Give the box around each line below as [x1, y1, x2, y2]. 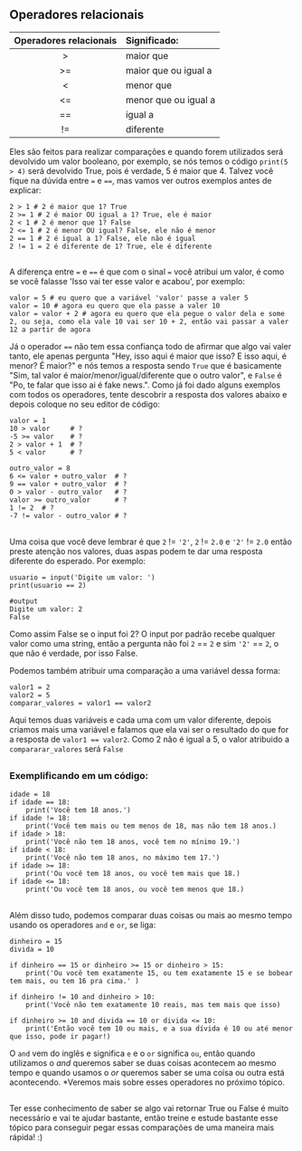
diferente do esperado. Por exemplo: [9, 555, 146, 566]
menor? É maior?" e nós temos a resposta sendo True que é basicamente [9, 360, 282, 371]
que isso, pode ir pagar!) [9, 1031, 111, 1041]
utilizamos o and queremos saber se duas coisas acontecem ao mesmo [9, 1057, 277, 1068]
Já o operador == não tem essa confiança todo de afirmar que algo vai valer [9, 341, 292, 352]
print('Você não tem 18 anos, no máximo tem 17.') [25, 853, 221, 863]
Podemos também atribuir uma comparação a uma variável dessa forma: [9, 665, 280, 676]
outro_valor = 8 [9, 464, 71, 474]
